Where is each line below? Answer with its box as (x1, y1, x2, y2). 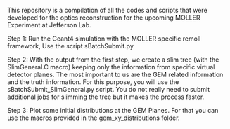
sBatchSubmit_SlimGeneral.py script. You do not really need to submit (7, 86, 210, 93)
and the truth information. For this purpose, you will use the (7, 78, 179, 86)
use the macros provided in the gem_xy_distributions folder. (7, 114, 180, 122)
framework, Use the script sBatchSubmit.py (7, 42, 134, 50)
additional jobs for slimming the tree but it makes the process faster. (7, 93, 205, 101)
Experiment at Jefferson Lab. (7, 21, 91, 29)
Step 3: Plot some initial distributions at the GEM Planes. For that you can (7, 107, 219, 114)
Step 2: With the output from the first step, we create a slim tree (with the (7, 55, 219, 64)
